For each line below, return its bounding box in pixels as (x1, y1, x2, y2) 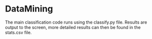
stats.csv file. (5, 29, 32, 35)
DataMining (5, 3, 53, 14)
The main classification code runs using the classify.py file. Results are (5, 19, 147, 25)
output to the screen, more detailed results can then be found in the (5, 24, 141, 30)
